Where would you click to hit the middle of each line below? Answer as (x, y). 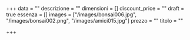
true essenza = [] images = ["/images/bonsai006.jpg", (71, 14)
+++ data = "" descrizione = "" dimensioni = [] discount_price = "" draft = (95, 8)
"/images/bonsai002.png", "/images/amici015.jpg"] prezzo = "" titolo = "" (95, 21)
